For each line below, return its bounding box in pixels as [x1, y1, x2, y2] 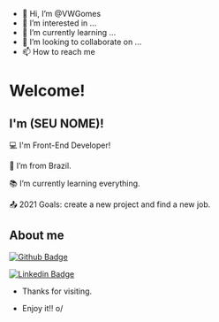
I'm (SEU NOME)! [9, 116, 104, 131]
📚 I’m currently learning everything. [9, 178, 140, 188]
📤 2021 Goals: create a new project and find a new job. [9, 199, 211, 210]
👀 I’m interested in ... [21, 18, 97, 28]
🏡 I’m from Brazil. [9, 160, 72, 171]
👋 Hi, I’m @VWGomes [21, 9, 102, 19]
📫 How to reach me [21, 47, 95, 57]
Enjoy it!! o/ [21, 303, 64, 313]
